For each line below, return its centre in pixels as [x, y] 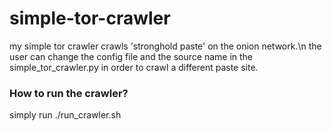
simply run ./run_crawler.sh [65, 115]
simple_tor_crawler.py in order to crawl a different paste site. [134, 67]
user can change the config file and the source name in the [131, 56]
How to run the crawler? [69, 93]
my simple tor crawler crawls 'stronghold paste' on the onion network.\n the [165, 46]
